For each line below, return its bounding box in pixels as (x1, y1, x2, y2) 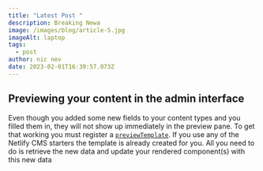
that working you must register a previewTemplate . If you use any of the (8, 129, 239, 139)
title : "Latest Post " (8, 11, 83, 20)
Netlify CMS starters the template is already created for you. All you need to (8, 138, 255, 147)
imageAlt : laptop (8, 33, 66, 42)
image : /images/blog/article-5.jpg (8, 26, 126, 34)
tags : (8, 41, 26, 49)
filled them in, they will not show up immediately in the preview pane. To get (8, 121, 255, 131)
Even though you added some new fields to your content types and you (8, 113, 241, 122)
